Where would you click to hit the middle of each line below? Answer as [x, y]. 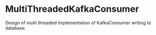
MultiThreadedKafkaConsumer [72, 9]
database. [16, 28]
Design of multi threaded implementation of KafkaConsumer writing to [78, 23]
